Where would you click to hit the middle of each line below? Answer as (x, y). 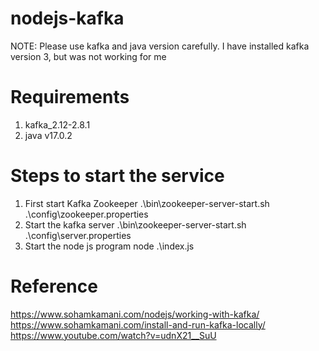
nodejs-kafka (67, 18)
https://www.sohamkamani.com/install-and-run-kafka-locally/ (138, 324)
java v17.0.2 (48, 135)
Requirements (70, 97)
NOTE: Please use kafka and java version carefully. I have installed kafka (160, 46)
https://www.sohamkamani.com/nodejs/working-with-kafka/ (135, 314)
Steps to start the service (117, 176)
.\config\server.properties (78, 235)
